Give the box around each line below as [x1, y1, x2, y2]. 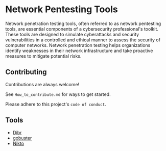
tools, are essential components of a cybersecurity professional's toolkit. [5, 26, 158, 32]
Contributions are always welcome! [5, 81, 80, 87]
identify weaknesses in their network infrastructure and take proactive [5, 47, 153, 54]
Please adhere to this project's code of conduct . [5, 101, 106, 107]
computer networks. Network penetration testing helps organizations [5, 42, 151, 48]
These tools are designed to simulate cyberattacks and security [5, 31, 139, 37]
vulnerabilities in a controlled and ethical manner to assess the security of [5, 37, 161, 43]
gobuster [12, 135, 32, 141]
